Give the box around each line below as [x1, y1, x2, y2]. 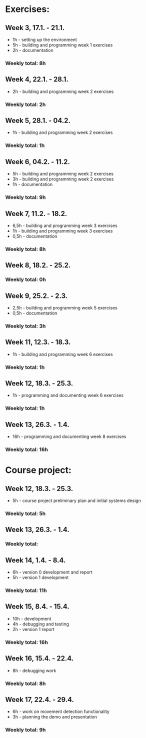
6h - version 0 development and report [12, 569, 92, 575]
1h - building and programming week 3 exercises [12, 227, 113, 233]
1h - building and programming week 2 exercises [12, 129, 113, 135]
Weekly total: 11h [5, 587, 47, 594]
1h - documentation [12, 181, 53, 187]
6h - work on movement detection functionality [12, 708, 110, 714]
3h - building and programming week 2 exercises [12, 176, 114, 182]
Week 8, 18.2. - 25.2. [5, 261, 71, 269]
